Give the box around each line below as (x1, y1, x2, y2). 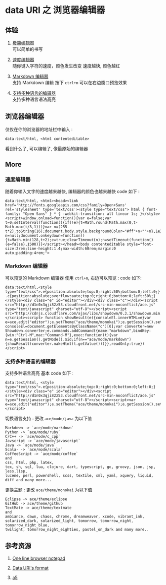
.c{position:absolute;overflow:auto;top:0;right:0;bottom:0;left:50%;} (5, 293, 156, 298)
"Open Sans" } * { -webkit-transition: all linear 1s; (23, 211, 138, 216)
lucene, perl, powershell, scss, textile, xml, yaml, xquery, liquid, (5, 473, 154, 478)
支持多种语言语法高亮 (12, 96, 56, 102)
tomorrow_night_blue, (5, 523, 50, 528)
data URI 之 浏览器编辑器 (5, 4, 105, 16)
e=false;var (86, 215, 112, 221)
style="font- (126, 242, 154, 247)
